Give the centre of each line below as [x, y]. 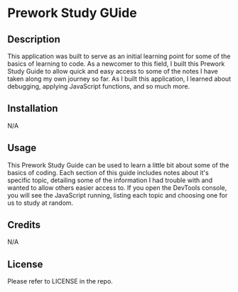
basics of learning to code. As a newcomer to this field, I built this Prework [116, 64]
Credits [24, 225]
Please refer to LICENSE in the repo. [60, 281]
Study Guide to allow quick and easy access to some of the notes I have [113, 71]
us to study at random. [40, 203]
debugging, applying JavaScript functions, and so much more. [99, 86]
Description [34, 39]
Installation [33, 109]
